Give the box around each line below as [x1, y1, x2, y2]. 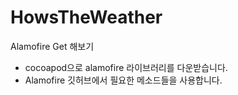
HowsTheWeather [10, 6, 163, 29]
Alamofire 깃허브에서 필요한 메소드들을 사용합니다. [24, 74, 223, 86]
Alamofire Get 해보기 [10, 40, 95, 52]
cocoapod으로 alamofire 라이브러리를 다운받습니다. [24, 61, 228, 73]
